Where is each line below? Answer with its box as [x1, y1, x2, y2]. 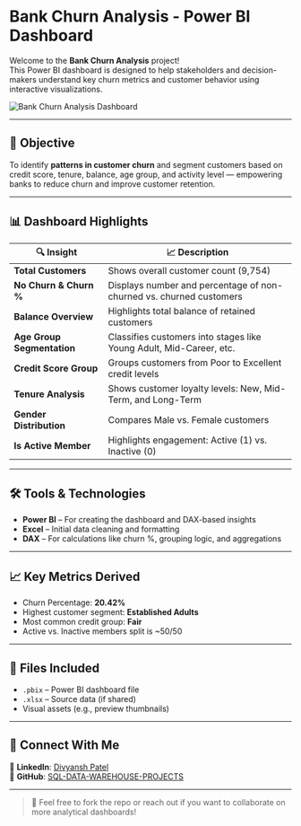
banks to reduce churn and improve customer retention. [9, 178, 216, 189]
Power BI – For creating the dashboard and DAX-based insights [21, 514, 257, 525]
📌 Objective [9, 136, 75, 151]
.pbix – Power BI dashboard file [21, 684, 140, 695]
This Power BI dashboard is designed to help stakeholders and [9, 65, 240, 75]
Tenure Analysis [13, 388, 85, 400]
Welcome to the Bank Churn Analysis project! [9, 55, 180, 66]
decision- [241, 65, 278, 75]
